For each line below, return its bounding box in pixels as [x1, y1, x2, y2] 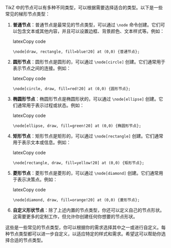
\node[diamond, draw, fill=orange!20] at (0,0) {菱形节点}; [12, 197, 140, 202]
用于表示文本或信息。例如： [12, 140, 71, 145]
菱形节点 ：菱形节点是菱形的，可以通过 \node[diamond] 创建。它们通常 [12, 170, 159, 176]
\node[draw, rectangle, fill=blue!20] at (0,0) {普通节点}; [12, 49, 140, 54]
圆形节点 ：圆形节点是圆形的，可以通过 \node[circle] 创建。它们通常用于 [12, 59, 165, 65]
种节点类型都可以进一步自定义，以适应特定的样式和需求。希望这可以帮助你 [5, 231, 161, 237]
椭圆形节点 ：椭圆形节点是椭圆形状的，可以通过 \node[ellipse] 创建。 [12, 96, 159, 102]
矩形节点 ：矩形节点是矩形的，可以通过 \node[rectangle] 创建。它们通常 [12, 133, 164, 139]
